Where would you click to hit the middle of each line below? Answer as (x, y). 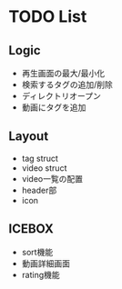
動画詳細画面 (46, 263)
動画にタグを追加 (54, 107)
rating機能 (41, 274)
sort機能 (37, 252)
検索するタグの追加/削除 (67, 85)
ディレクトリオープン (61, 96)
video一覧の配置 (52, 178)
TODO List (48, 17)
